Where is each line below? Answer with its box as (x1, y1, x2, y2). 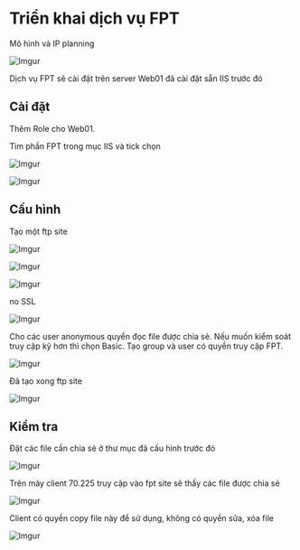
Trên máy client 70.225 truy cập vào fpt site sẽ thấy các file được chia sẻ (9, 478, 280, 489)
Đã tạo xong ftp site (9, 375, 83, 387)
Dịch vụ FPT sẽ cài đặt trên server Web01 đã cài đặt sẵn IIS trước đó (9, 72, 263, 84)
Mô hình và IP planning (9, 38, 95, 49)
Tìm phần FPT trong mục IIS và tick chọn (9, 140, 161, 152)
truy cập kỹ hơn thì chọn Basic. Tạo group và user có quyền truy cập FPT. (9, 340, 284, 351)
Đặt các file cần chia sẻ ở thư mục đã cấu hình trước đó (9, 443, 216, 454)
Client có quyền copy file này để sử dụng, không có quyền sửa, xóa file (9, 513, 274, 524)
